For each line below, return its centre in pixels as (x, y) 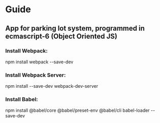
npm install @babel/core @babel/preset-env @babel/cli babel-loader (77, 110)
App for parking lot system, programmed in (75, 28)
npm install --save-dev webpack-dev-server (52, 86)
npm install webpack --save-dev (39, 62)
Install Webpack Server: (36, 75)
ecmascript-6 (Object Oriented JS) (61, 36)
